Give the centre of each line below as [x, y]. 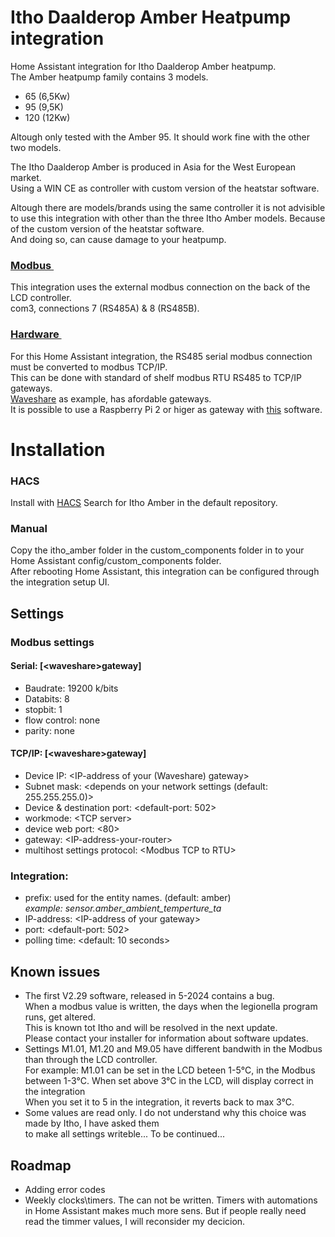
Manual [29, 528]
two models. [36, 147]
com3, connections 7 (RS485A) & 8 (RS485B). [105, 308]
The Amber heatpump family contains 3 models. [109, 77]
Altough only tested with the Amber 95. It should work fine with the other [160, 137]
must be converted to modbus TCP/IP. [89, 367]
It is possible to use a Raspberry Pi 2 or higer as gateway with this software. [166, 409]
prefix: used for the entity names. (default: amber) [128, 898]
